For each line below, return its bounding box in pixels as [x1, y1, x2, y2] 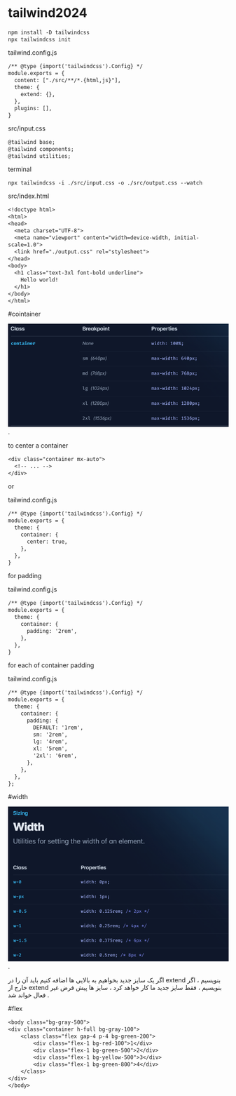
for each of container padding [8, 661, 95, 669]
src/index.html [8, 192, 50, 200]
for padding [8, 572, 42, 580]
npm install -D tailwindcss [8, 29, 90, 36]
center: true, [26, 538, 69, 545]
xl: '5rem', [33, 745, 69, 752]
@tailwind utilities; [8, 152, 71, 159]
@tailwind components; [8, 145, 74, 152]
